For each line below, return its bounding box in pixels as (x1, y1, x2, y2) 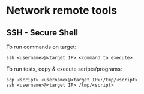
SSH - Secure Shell (6, 28, 78, 38)
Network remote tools (6, 4, 118, 17)
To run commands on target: (6, 43, 77, 50)
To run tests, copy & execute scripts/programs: (6, 65, 122, 72)
